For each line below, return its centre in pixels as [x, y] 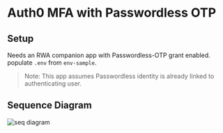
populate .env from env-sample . [52, 63]
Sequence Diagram [49, 105]
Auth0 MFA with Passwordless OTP [112, 13]
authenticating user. [53, 84]
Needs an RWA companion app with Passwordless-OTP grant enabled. [109, 55]
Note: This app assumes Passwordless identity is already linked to [119, 76]
